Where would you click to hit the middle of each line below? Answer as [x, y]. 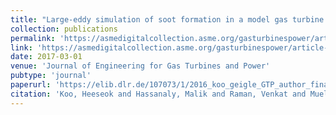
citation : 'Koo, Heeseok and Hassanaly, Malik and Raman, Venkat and [158, 94]
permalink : [33, 38]
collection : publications [64, 29]
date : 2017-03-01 [46, 57]
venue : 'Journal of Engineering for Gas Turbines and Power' [140, 66]
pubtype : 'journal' [51, 76]
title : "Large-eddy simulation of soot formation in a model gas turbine [167, 19]
